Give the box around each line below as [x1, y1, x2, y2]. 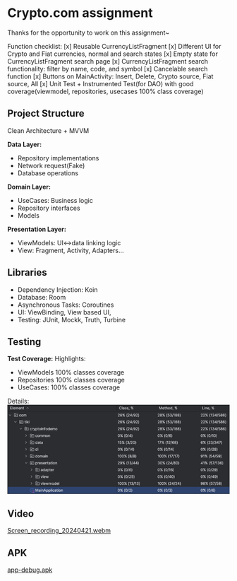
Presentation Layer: [7, 225, 67, 233]
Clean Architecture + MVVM [7, 126, 90, 135]
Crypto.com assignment [7, 5, 153, 21]
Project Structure [7, 107, 85, 119]
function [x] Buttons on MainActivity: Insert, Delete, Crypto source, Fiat [7, 72, 214, 81]
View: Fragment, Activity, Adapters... [17, 246, 124, 254]
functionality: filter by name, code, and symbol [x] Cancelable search [7, 64, 208, 73]
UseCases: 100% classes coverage [17, 383, 121, 392]
